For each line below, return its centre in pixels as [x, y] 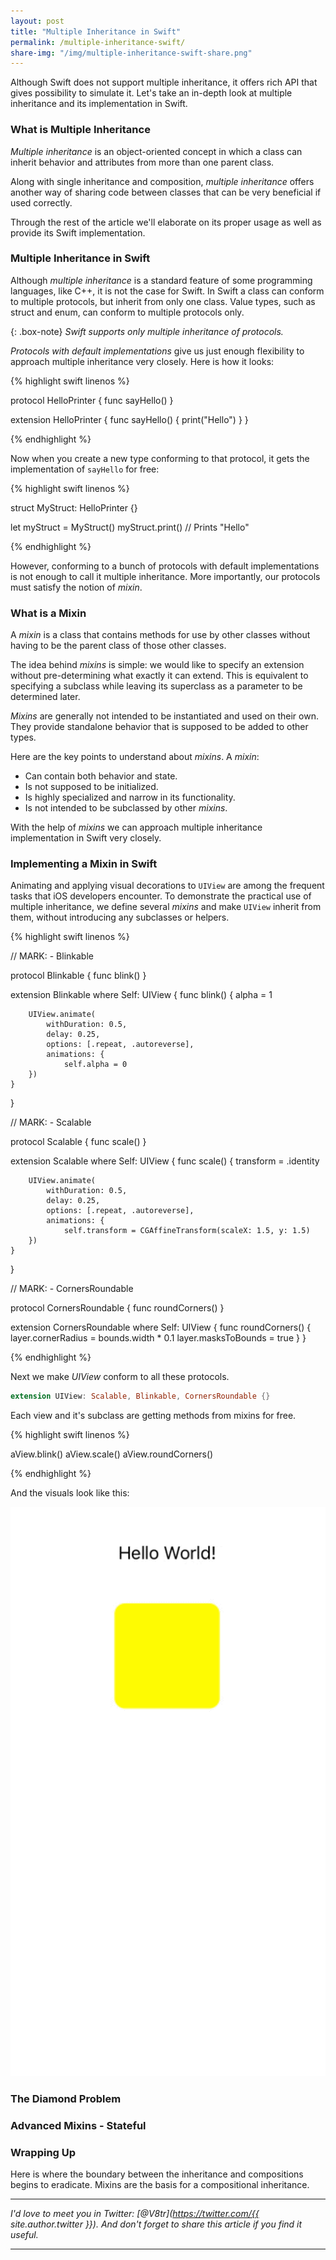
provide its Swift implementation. [78, 232]
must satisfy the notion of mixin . [76, 587]
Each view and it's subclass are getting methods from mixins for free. [153, 1416]
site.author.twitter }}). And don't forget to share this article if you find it [156, 2224]
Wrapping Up [43, 2152]
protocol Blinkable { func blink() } [78, 976]
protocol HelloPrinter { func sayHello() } [92, 400]
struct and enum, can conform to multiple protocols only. [127, 312]
